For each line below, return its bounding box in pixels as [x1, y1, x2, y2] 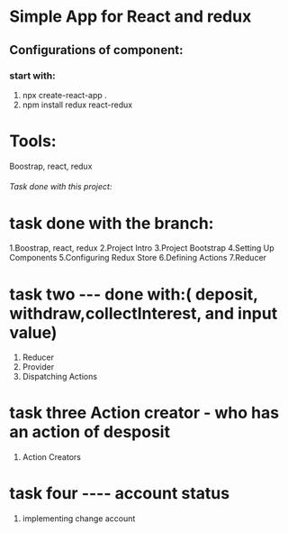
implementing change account [22, 513, 136, 524]
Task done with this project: [9, 181, 112, 192]
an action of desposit [9, 422, 171, 443]
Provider [22, 362, 55, 372]
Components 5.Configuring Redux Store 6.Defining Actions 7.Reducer [9, 253, 267, 263]
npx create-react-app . [22, 89, 108, 100]
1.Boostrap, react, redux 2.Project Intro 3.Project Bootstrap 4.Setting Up [9, 243, 274, 253]
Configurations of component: [9, 42, 184, 58]
